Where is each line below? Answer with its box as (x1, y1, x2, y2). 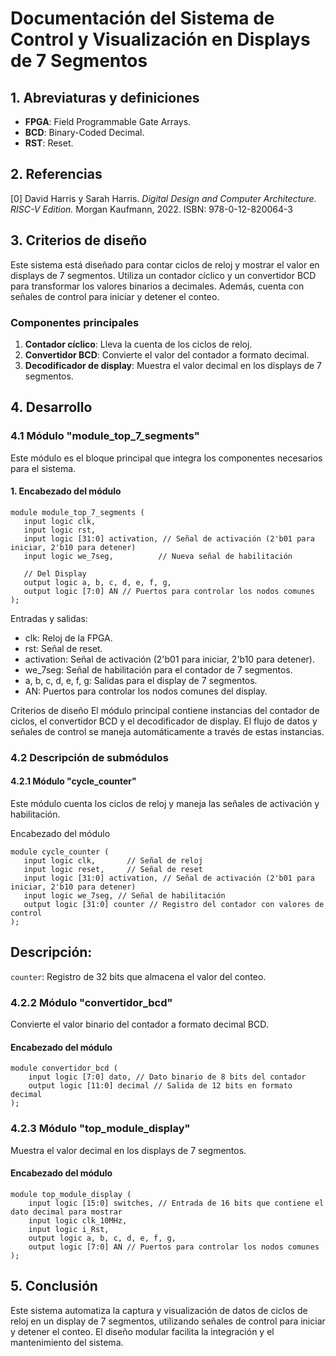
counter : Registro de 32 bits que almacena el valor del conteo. (10, 970, 267, 982)
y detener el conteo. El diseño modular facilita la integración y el (10, 1325, 275, 1337)
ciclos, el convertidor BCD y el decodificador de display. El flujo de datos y (10, 715, 318, 727)
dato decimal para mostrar (10, 1207, 123, 1217)
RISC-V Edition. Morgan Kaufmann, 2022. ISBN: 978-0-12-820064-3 (10, 203, 293, 215)
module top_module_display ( (10, 1189, 132, 1199)
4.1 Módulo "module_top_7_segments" (10, 429, 200, 443)
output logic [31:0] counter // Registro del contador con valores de (23, 899, 325, 909)
